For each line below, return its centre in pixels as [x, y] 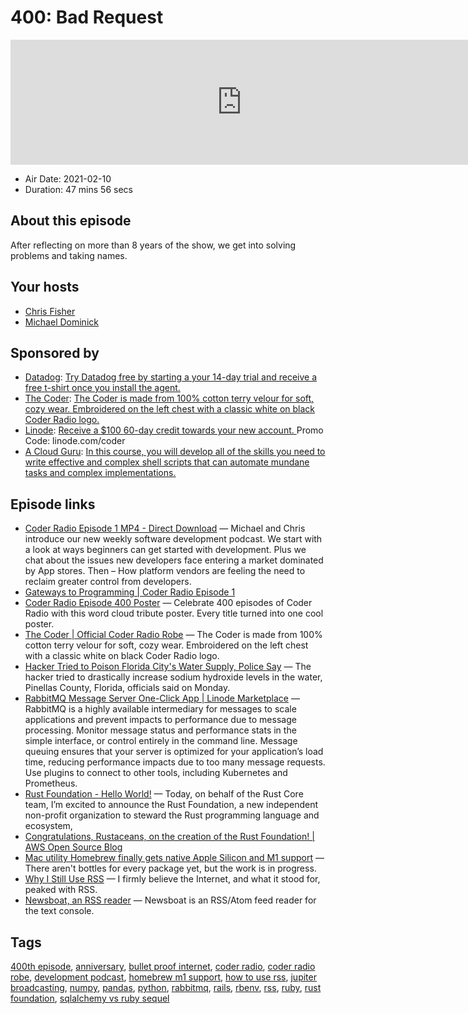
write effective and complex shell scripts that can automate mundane [167, 462]
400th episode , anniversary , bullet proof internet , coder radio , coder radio [163, 966]
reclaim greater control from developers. [108, 582]
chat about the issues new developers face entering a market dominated [174, 560]
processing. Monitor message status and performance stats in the [160, 730]
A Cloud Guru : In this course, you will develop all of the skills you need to [175, 452]
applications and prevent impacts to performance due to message [160, 720]
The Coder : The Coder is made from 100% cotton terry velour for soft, [169, 398]
